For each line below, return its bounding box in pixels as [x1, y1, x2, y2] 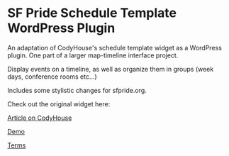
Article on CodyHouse [7, 113, 72, 122]
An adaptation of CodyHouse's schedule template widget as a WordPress [7, 43, 222, 52]
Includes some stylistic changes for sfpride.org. [7, 86, 147, 94]
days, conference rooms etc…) [7, 72, 97, 81]
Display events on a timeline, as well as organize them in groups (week [7, 65, 214, 73]
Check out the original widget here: [7, 99, 111, 108]
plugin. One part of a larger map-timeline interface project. [7, 51, 179, 60]
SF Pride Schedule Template [7, 5, 177, 21]
